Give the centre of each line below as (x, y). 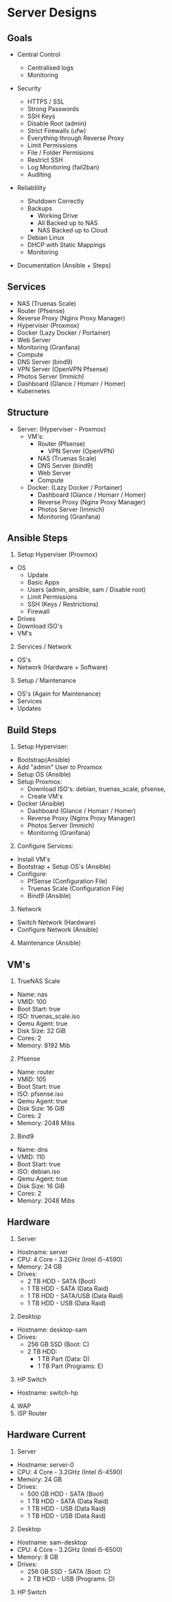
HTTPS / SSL (46, 102)
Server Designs (52, 13)
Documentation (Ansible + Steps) (64, 265)
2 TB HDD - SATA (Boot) (61, 1281)
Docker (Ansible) (41, 803)
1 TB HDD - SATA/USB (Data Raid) (75, 1295)
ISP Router (32, 1413)
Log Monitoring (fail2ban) (63, 167)
